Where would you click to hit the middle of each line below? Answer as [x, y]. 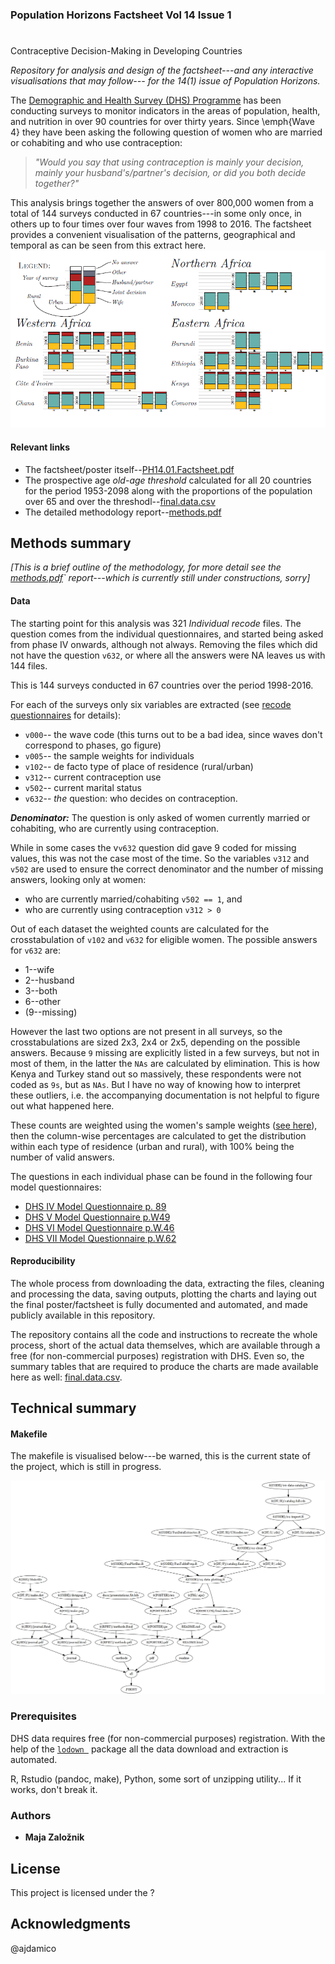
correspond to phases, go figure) [93, 745]
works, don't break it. [54, 1789]
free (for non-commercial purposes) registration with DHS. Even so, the [157, 1355]
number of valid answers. [62, 1157]
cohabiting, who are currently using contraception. [115, 828]
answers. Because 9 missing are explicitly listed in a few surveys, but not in [165, 1052]
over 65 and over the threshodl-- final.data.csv [120, 501]
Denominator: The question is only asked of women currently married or [160, 817]
